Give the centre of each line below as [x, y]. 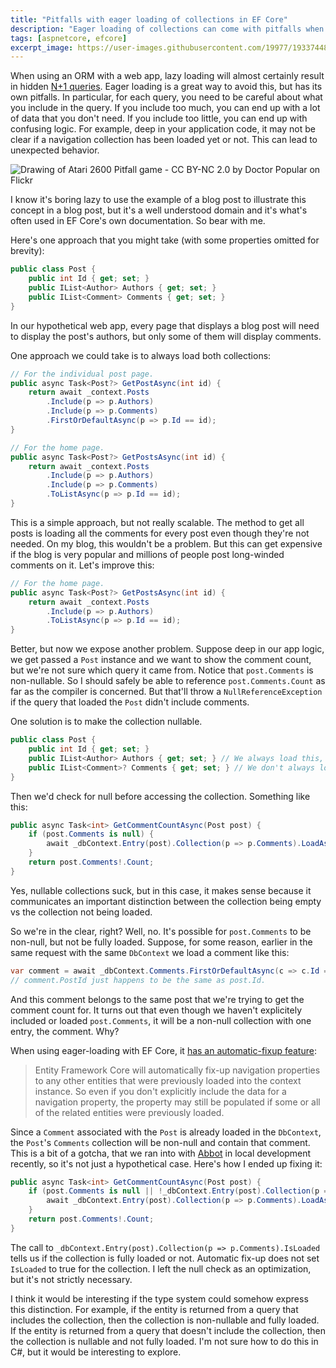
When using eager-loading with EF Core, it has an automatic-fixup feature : [163, 1050]
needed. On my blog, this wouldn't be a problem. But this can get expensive [166, 543]
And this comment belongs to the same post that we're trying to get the [157, 999]
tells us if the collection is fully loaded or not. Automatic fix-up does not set [165, 1258]
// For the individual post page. [82, 374]
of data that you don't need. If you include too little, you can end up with [159, 118]
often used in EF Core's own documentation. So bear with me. [138, 221]
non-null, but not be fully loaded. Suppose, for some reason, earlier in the [161, 942]
